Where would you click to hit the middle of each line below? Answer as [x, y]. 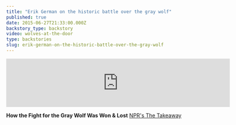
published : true [26, 17]
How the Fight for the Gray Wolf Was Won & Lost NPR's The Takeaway [94, 115]
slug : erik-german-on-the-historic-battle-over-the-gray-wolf [85, 45]
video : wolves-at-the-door [40, 34]
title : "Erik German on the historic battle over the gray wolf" [89, 12]
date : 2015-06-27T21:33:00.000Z [46, 23]
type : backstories [29, 39]
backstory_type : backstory [40, 28]
